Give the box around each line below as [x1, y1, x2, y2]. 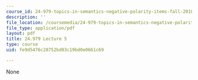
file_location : [6, 19, 44, 25]
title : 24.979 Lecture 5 [6, 36, 67, 42]
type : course [6, 42, 38, 48]
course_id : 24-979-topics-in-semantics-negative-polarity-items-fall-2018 [6, 8, 194, 15]
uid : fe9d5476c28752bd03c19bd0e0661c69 [6, 47, 104, 53]
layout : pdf [6, 31, 35, 36]
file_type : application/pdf [6, 25, 75, 31]
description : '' [6, 14, 46, 20]
